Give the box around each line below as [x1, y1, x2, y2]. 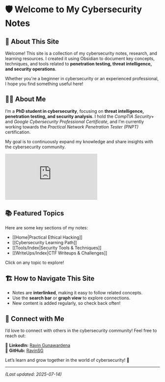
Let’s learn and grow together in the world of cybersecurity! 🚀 [5, 357, 130, 363]
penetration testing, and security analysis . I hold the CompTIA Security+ [5, 113, 154, 119]
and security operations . [5, 66, 56, 72]
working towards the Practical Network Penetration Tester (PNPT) [5, 124, 139, 129]
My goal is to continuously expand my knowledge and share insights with [5, 138, 153, 144]
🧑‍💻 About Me [5, 95, 46, 103]
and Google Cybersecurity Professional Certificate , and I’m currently [5, 119, 144, 125]
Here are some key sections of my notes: [5, 224, 88, 230]
